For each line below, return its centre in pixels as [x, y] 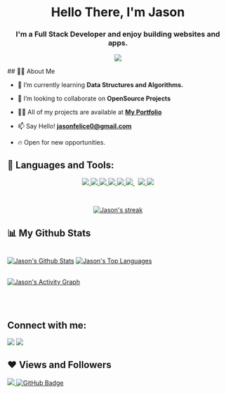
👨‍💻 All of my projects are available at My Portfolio [89, 112]
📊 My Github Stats [49, 233]
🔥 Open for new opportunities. [61, 143]
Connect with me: [47, 325]
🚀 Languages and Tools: [61, 165]
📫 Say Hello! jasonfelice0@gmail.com [74, 126]
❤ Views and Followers [60, 365]
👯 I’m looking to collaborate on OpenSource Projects [94, 98]
